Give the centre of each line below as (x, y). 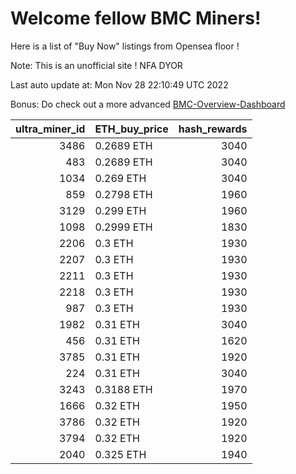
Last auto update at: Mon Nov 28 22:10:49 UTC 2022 (119, 84)
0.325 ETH (120, 454)
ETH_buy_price (131, 129)
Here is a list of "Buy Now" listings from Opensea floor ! (125, 46)
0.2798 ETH (123, 194)
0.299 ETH (120, 210)
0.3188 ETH (123, 389)
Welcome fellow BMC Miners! (136, 18)
